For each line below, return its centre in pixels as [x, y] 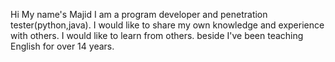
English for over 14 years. [62, 46]
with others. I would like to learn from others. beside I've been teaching [157, 35]
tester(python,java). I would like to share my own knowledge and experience [167, 25]
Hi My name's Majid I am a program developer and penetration [139, 14]
